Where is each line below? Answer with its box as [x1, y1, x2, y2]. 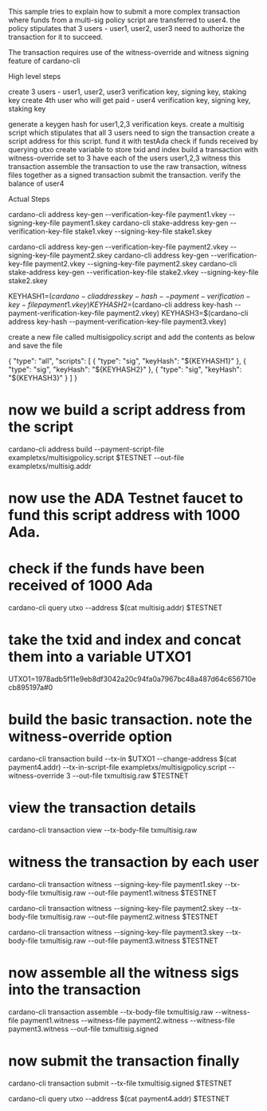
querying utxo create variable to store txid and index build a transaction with [8, 145, 259, 154]
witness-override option [8, 727, 173, 746]
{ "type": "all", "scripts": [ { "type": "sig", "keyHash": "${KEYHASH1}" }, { [8, 357, 247, 365]
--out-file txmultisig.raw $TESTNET [72, 770, 189, 780]
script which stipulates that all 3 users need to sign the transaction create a [8, 128, 255, 137]
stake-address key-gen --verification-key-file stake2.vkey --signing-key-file [8, 267, 259, 277]
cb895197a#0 [8, 683, 53, 692]
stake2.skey [8, 276, 48, 286]
